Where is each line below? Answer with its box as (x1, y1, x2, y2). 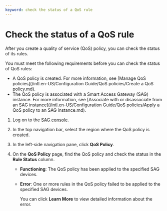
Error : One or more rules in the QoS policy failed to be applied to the (19, 181, 161, 187)
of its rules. (5, 50, 28, 56)
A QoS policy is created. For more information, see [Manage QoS (12, 75, 146, 81)
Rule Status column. (12, 156, 55, 162)
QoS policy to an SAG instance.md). (12, 107, 86, 113)
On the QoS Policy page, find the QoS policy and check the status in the (12, 151, 161, 157)
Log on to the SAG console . (12, 117, 69, 123)
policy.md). (12, 86, 36, 92)
